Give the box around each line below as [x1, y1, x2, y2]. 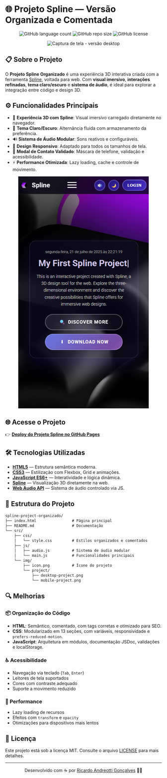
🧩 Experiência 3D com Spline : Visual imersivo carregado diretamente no [12, 114, 162, 120]
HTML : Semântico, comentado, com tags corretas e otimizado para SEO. [12, 622, 162, 629]
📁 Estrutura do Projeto [5, 499, 75, 508]
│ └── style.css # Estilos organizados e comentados [14, 538, 148, 543]
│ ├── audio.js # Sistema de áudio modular [14, 548, 130, 553]
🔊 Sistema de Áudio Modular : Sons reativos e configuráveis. [12, 136, 139, 142]
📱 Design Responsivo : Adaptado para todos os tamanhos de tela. [12, 143, 147, 149]
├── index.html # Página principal [5, 518, 112, 523]
